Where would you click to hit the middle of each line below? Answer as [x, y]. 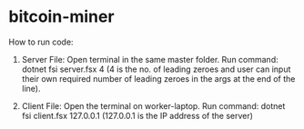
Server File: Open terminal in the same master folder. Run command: [150, 59]
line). [31, 88]
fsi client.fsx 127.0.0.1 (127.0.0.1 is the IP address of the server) [137, 115]
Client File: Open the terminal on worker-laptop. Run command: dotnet [153, 105]
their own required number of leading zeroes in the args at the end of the [158, 78]
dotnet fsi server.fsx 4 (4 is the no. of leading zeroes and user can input [156, 69]
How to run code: [41, 42]
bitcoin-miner [61, 17]
